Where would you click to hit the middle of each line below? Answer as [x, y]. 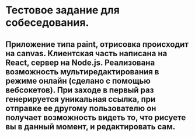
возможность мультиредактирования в [82, 72]
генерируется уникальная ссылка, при [81, 99]
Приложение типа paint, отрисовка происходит [97, 44]
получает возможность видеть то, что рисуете [96, 117]
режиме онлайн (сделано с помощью [78, 81]
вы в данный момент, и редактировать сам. [90, 126]
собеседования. [47, 23]
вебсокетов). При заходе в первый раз [80, 90]
